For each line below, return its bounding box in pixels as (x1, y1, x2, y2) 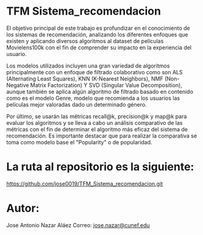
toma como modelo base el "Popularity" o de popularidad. (6, 138, 152, 146)
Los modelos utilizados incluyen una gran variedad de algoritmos (6, 62, 170, 69)
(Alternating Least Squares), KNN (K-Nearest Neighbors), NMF (6, 75, 163, 82)
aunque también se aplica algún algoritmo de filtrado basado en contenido (6, 88, 194, 95)
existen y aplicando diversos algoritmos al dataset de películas (6, 37, 164, 44)
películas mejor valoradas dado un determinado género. (6, 100, 148, 108)
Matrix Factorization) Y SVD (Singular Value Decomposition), (30, 81, 183, 89)
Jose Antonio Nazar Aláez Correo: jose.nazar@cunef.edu (6, 221, 151, 229)
